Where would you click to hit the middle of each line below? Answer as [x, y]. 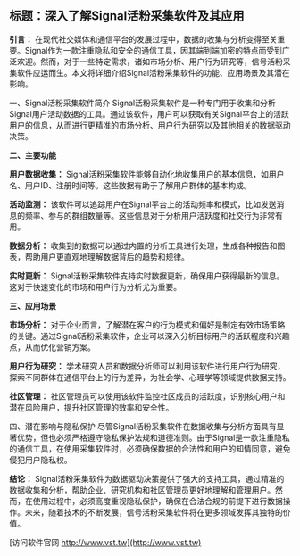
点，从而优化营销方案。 [52, 347]
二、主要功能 [33, 155]
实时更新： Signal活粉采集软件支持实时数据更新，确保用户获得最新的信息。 [147, 276]
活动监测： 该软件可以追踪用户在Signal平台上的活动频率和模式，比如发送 [143, 204]
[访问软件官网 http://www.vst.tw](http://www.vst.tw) [105, 542]
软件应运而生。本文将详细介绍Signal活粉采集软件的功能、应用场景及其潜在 [153, 72]
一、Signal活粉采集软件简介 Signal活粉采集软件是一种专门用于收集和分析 [142, 103]
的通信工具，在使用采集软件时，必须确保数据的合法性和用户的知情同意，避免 [150, 448]
